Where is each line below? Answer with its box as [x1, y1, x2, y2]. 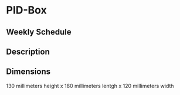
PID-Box [6, 4, 47, 17]
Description [6, 46, 50, 56]
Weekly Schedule [6, 27, 72, 37]
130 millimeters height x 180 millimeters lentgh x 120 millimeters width [6, 82, 174, 89]
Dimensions [6, 67, 51, 77]
